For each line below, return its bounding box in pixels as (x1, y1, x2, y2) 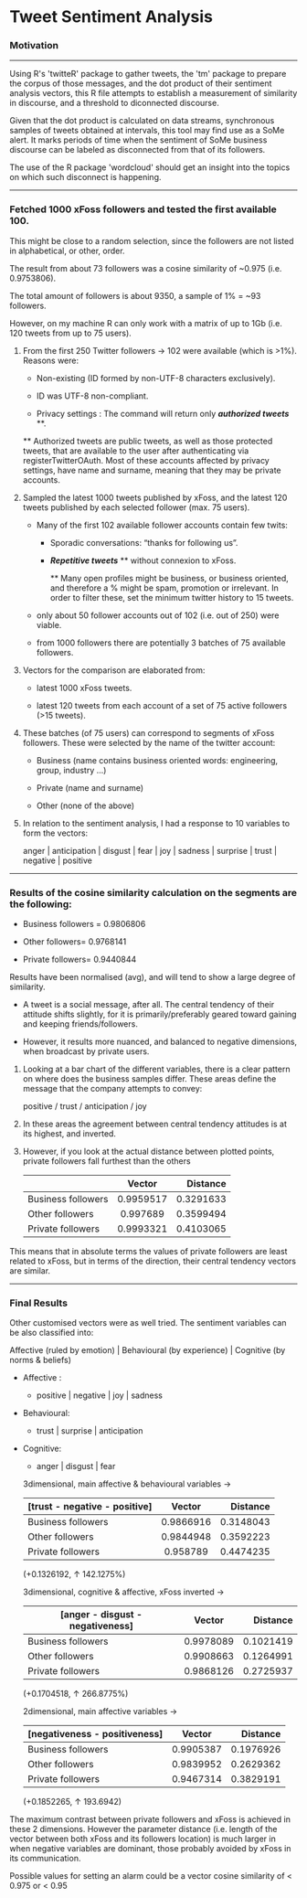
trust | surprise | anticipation (36, 1425, 143, 1436)
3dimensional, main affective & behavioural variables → (22, 1478, 231, 1489)
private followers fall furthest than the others (22, 1156, 191, 1167)
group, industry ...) (36, 764, 107, 775)
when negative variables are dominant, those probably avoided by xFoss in (9, 1843, 291, 1854)
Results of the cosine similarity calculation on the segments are (9, 886, 298, 899)
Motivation (9, 39, 59, 52)
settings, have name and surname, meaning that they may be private (22, 464, 281, 475)
